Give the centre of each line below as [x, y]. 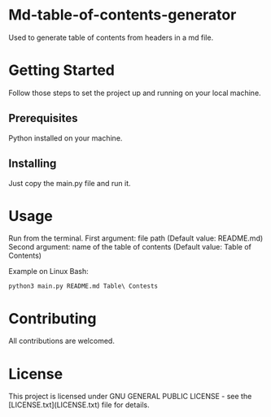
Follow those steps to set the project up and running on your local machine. [135, 93]
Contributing [52, 318]
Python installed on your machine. [66, 138]
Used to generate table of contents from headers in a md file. [111, 37]
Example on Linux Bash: [49, 271]
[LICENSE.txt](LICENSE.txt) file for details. [79, 405]
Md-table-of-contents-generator [122, 15]
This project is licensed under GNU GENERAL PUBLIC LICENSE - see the [130, 397]
